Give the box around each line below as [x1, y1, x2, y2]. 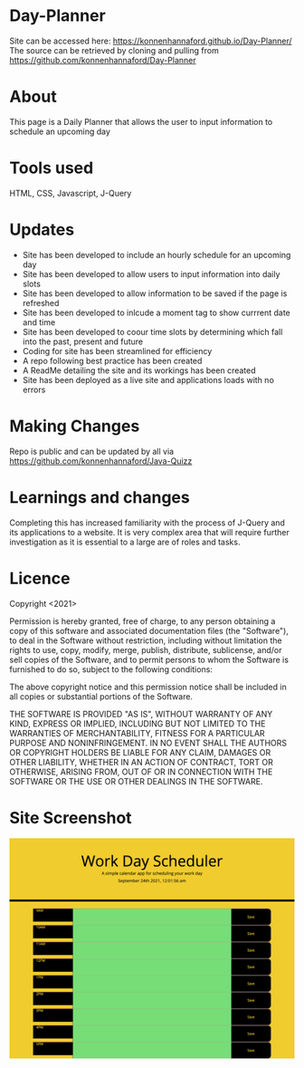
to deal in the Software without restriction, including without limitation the [9, 635, 282, 646]
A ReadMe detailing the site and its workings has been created [22, 364, 256, 376]
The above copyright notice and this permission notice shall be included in [9, 681, 287, 692]
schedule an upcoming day [9, 126, 111, 137]
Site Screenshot [9, 807, 133, 828]
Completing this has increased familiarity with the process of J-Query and [9, 517, 285, 528]
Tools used [9, 158, 94, 178]
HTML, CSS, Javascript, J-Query [9, 188, 132, 198]
